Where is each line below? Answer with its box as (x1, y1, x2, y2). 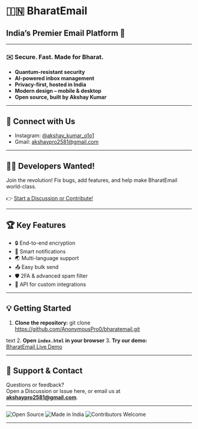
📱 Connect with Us (6, 116, 75, 126)
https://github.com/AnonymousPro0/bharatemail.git (14, 325, 140, 332)
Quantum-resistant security (14, 69, 85, 76)
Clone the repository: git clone (14, 319, 91, 326)
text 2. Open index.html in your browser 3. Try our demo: (6, 337, 147, 344)
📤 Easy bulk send (14, 263, 59, 270)
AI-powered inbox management (14, 75, 94, 82)
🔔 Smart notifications (14, 248, 66, 255)
